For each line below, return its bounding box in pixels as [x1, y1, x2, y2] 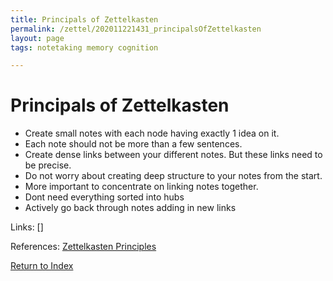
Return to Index [10, 260, 74, 272]
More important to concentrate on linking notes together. [24, 181, 259, 193]
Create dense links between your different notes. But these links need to [24, 149, 323, 161]
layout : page [10, 33, 65, 43]
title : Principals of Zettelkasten [10, 14, 159, 25]
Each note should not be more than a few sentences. [24, 138, 243, 150]
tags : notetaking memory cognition [10, 42, 159, 53]
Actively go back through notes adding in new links [24, 202, 237, 214]
